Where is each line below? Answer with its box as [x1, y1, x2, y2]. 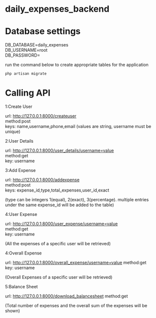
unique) [5, 128, 20, 135]
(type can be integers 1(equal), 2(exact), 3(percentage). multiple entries [5, 197, 149, 203]
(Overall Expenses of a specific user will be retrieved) [5, 275, 113, 280]
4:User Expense [5, 212, 38, 217]
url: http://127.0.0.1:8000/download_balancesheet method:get [5, 293, 128, 299]
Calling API [5, 87, 51, 99]
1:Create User [5, 104, 33, 109]
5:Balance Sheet [5, 284, 38, 290]
